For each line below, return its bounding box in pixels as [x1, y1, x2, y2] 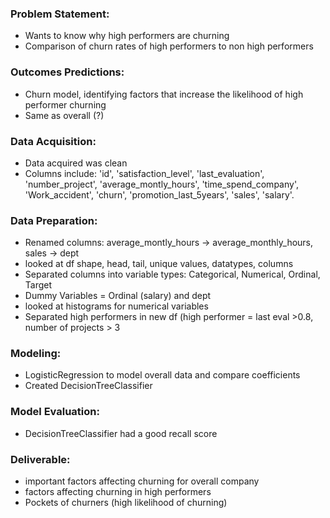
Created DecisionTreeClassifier [24, 380, 153, 392]
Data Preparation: [10, 213, 98, 227]
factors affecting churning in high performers [24, 486, 212, 498]
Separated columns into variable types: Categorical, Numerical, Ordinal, [24, 268, 321, 281]
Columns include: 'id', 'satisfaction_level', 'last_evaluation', [24, 167, 265, 179]
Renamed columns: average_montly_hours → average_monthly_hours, [24, 237, 314, 249]
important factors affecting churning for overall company [24, 475, 260, 487]
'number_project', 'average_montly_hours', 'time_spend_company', [24, 178, 299, 190]
